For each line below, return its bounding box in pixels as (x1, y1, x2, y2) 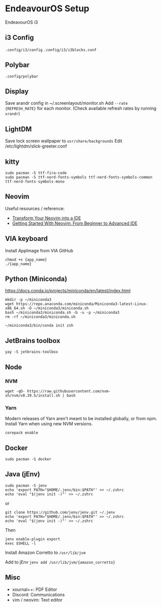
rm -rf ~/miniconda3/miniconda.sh (5, 314, 76, 320)
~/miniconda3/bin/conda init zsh (5, 323, 74, 328)
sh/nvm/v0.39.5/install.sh (5, 393, 60, 398)
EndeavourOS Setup (5, 3, 89, 14)
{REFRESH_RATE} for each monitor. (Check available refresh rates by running (5, 105, 157, 111)
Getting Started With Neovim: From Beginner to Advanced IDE (12, 220, 137, 226)
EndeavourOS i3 (5, 19, 38, 25)
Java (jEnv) (5, 470, 40, 479)
